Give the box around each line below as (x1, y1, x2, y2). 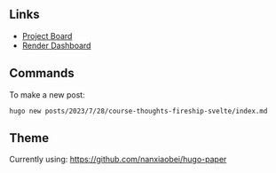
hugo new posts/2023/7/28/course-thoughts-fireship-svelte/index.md (9, 106, 268, 115)
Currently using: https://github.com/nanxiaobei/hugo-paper (9, 154, 227, 165)
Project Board (21, 30, 73, 41)
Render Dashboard (21, 40, 91, 51)
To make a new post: (9, 89, 86, 100)
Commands (9, 66, 75, 81)
